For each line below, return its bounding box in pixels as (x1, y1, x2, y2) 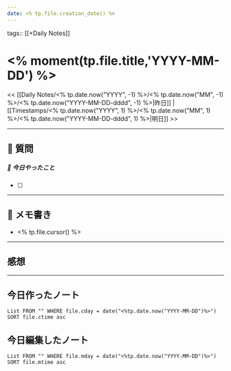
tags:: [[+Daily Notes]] (7, 29, 70, 37)
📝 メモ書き (7, 209, 52, 221)
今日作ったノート (7, 289, 80, 301)
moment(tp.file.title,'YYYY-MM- (30, 53, 220, 69)
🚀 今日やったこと (7, 163, 55, 172)
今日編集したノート (7, 334, 89, 346)
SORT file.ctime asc (7, 314, 67, 321)
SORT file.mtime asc (7, 359, 67, 366)
